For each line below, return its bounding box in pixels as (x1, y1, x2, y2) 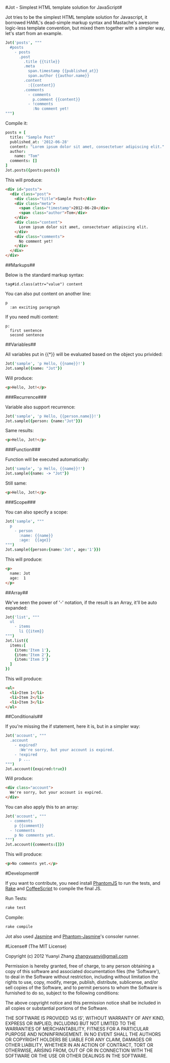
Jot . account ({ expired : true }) (5, 766, 67, 771)
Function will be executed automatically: (5, 457, 89, 463)
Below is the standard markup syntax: (5, 272, 84, 278)
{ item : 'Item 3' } (14, 657, 49, 662)
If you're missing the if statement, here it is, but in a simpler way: (5, 723, 141, 729)
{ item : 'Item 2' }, (14, 652, 51, 657)
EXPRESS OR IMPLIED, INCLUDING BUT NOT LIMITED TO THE (5, 1020, 136, 1026)
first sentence (10, 328, 42, 333)
